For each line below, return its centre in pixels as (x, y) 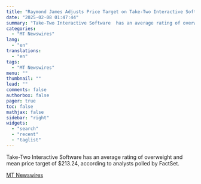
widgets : (17, 123)
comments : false (26, 90)
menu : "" (17, 73)
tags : (13, 62)
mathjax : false (25, 112)
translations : (24, 51)
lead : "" (17, 85)
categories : (21, 28)
